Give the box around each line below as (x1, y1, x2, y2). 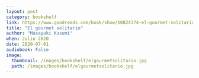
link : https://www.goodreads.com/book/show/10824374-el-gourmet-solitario (6, 19, 195, 25)
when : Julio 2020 (6, 36, 49, 42)
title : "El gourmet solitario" (6, 25, 84, 31)
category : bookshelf (6, 14, 57, 20)
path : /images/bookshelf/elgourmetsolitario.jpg (11, 63, 134, 69)
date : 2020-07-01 (6, 42, 49, 48)
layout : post (6, 8, 38, 15)
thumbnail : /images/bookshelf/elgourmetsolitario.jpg (11, 57, 147, 63)
